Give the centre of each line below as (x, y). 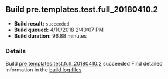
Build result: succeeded (42, 23)
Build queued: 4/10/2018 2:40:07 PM (59, 30)
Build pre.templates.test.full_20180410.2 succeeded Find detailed (84, 64)
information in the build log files (44, 70)
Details (16, 51)
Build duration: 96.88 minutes (50, 36)
